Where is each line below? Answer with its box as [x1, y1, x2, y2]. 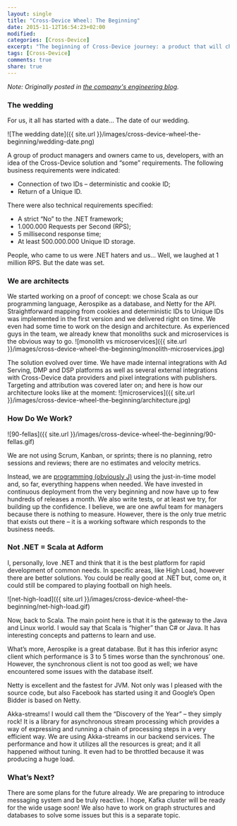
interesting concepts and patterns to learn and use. [7, 631, 157, 639]
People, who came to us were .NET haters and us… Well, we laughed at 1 [7, 250, 219, 259]
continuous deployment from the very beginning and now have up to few [7, 487, 219, 496]
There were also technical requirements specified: [7, 201, 153, 209]
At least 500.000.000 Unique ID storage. [17, 237, 135, 245]
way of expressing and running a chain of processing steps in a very [7, 724, 207, 733]
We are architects [7, 276, 69, 286]
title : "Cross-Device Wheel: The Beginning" [7, 17, 140, 24]
